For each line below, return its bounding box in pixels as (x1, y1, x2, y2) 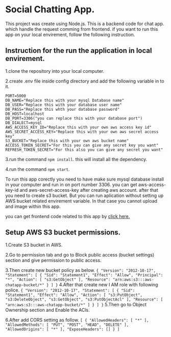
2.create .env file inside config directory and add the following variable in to (5, 78, 164, 84)
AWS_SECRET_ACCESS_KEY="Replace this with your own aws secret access (5, 129, 159, 134)
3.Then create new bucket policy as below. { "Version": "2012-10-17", (5, 267, 156, 273)
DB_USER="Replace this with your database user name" (5, 102, 123, 107)
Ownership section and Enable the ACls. (5, 307, 90, 313)
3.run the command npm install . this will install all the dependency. (5, 156, 148, 162)
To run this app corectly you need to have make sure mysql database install (5, 176, 164, 182)
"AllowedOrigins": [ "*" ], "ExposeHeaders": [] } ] (5, 327, 120, 332)
